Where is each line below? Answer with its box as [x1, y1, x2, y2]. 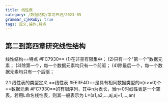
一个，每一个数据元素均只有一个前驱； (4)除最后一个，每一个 [30, 62, 158, 68]
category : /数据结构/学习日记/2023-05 [5, 12, 81, 17]
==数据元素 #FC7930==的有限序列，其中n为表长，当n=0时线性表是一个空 [5, 86, 160, 92]
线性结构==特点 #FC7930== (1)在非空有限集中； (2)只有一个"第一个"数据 [5, 56, 158, 62]
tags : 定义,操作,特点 [5, 21, 47, 27]
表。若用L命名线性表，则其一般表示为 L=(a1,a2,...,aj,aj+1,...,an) [5, 92, 136, 98]
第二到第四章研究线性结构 [5, 42, 86, 50]
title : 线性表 [5, 7, 33, 13]
